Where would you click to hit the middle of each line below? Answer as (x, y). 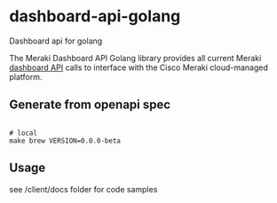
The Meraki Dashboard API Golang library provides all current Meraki (135, 58)
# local (24, 133)
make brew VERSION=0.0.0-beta (65, 141)
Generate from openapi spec (90, 105)
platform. (26, 76)
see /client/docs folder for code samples (83, 189)
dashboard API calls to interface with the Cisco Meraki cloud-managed (139, 67)
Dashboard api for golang (56, 41)
